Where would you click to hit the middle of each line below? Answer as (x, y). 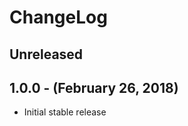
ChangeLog (58, 17)
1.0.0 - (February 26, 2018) (94, 87)
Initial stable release (65, 112)
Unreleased (46, 54)
